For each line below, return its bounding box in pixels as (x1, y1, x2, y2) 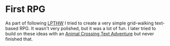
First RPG (5, 3, 46, 15)
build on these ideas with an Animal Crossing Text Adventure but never (5, 30, 154, 36)
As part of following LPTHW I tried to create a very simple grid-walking (5, 20, 154, 26)
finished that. (5, 36, 33, 42)
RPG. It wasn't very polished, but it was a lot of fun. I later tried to (19, 25, 156, 31)
